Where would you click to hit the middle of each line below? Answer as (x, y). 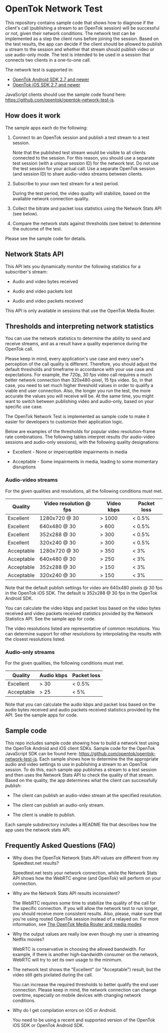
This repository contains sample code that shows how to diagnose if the (79, 23)
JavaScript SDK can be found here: (41, 753)
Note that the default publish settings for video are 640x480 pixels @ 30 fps (84, 587)
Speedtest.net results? (35, 863)
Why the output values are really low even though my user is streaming (85, 934)
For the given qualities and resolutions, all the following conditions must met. (84, 491)
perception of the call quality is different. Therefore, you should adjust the (81, 364)
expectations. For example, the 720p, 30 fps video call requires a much (78, 375)
